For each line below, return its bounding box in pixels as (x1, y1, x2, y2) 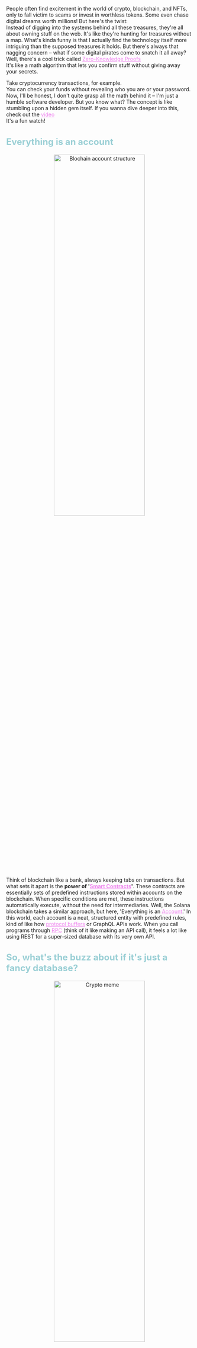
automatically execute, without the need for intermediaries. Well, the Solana (6, 901, 190, 908)
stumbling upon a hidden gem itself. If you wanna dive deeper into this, (6, 105, 179, 111)
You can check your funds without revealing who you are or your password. (6, 86, 191, 92)
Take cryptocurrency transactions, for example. (6, 79, 122, 87)
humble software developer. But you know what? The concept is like (6, 98, 173, 105)
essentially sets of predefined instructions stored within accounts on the (6, 889, 182, 896)
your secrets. (6, 68, 38, 75)
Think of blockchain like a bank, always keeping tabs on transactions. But (6, 876, 185, 883)
